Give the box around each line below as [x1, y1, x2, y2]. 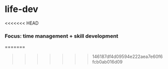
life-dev [5, 3, 39, 15]
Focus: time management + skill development [5, 32, 119, 39]
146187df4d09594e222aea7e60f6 [92, 53, 163, 59]
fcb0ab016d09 [92, 59, 123, 65]
